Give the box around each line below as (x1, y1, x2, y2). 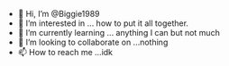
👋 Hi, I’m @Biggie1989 (17, 9, 101, 19)
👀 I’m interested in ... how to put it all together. (17, 18, 189, 29)
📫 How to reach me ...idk (17, 47, 114, 57)
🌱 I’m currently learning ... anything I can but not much (17, 28, 221, 37)
